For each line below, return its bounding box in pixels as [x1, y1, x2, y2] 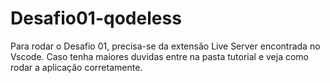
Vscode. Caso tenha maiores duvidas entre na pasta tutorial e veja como [10, 50, 309, 62]
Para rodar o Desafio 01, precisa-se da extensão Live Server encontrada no [10, 40, 321, 52]
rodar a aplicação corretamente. [10, 61, 143, 73]
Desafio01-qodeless [10, 7, 182, 30]
